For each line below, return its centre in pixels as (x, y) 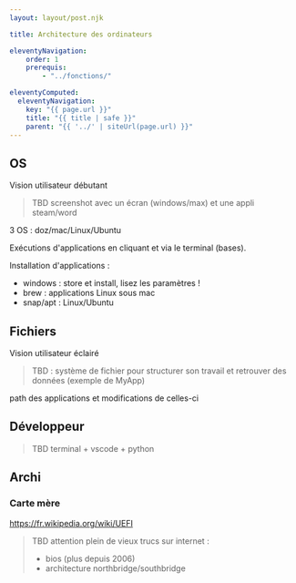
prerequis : (46, 68)
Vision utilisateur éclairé (54, 353)
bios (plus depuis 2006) (90, 558)
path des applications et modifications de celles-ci (104, 398)
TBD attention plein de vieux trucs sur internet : (120, 541)
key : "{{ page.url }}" (69, 109)
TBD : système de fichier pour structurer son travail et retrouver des (159, 371)
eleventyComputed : (44, 93)
